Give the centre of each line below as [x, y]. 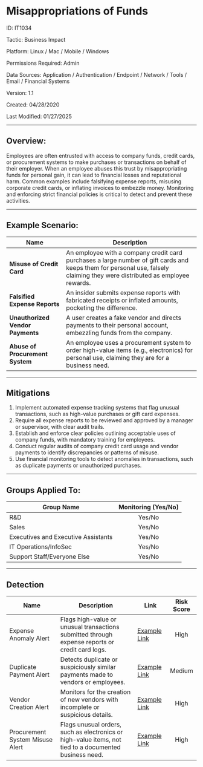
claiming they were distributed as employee [128, 275]
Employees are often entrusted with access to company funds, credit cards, [101, 155]
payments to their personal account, [117, 325]
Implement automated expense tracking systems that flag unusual [97, 408]
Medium [182, 671]
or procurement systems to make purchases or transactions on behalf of [96, 162]
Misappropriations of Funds [77, 11]
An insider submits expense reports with [123, 293]
